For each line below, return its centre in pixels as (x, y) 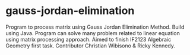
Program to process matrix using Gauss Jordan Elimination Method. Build (95, 27)
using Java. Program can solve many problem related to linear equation (93, 33)
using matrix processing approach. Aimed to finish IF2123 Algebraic (88, 39)
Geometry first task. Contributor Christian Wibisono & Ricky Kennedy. (91, 46)
